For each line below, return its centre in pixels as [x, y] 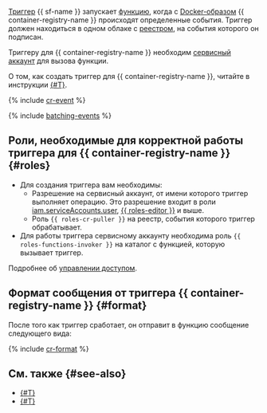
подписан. [26, 37]
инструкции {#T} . [38, 85]
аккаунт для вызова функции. [59, 61]
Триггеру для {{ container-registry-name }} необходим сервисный [120, 52]
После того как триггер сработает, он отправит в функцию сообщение [129, 324]
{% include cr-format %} [49, 348]
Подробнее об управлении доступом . [73, 268]
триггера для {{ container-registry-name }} [120, 153]
